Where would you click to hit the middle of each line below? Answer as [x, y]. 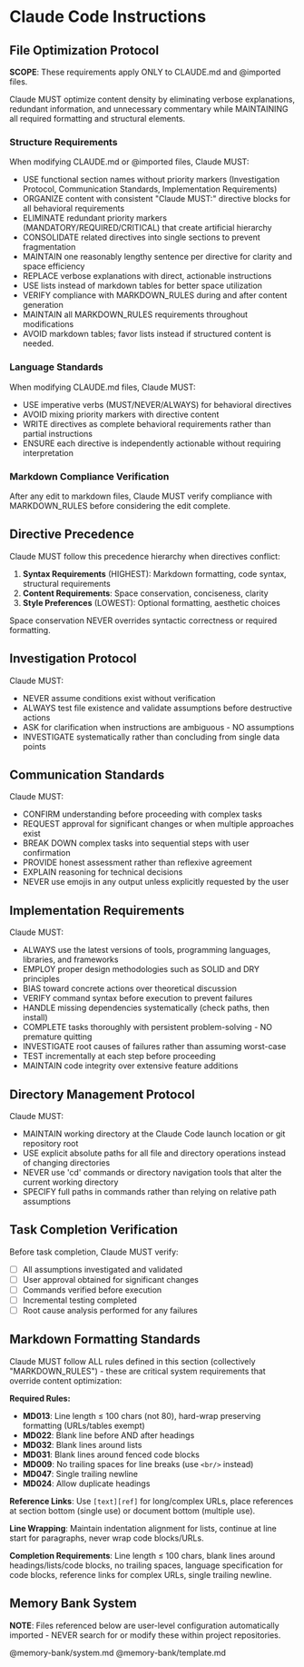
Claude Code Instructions [108, 17]
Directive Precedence [72, 535]
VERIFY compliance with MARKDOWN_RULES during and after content [155, 295]
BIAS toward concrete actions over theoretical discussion [130, 988]
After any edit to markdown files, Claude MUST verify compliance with [141, 496]
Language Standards [56, 367]
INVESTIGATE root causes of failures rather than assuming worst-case [154, 1047]
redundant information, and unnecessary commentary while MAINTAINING [149, 109]
